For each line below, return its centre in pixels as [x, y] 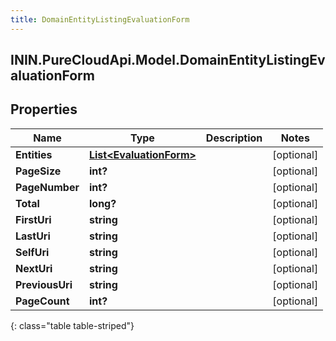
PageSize [38, 171]
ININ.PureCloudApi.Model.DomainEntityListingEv [168, 60]
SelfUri [32, 252]
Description [234, 138]
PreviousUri [44, 284]
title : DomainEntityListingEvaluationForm [100, 19]
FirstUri [33, 219]
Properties [44, 109]
